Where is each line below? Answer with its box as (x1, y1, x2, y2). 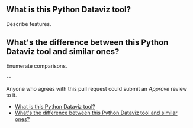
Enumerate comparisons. (6, 62, 67, 70)
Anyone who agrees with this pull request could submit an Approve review (6, 85, 188, 92)
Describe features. (6, 20, 52, 27)
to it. (6, 91, 17, 99)
